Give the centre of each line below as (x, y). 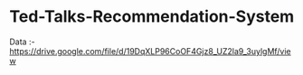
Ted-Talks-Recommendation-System (152, 17)
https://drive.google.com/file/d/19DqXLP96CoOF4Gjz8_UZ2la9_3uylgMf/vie (150, 51)
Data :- (22, 42)
